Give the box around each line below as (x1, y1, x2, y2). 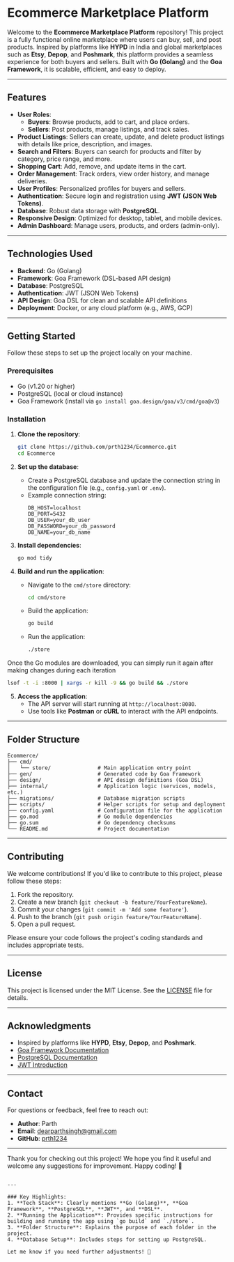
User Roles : (17, 110, 52, 118)
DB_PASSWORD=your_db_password (27, 523, 116, 530)
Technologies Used (7, 248, 93, 260)
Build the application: (27, 606, 88, 615)
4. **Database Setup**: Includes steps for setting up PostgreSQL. (7, 1236, 208, 1243)
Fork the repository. (17, 890, 75, 898)
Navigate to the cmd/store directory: (27, 580, 131, 589)
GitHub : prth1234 (17, 1134, 68, 1143)
